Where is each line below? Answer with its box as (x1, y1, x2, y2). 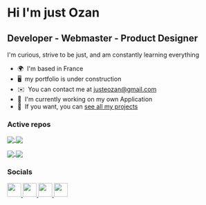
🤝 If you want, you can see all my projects (17, 102, 138, 110)
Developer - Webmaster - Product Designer (7, 32, 198, 44)
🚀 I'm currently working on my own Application (17, 95, 153, 103)
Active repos (7, 119, 51, 129)
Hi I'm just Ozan (7, 5, 100, 21)
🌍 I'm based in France (17, 64, 84, 72)
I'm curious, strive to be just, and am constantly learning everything (7, 50, 199, 59)
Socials (7, 167, 32, 177)
